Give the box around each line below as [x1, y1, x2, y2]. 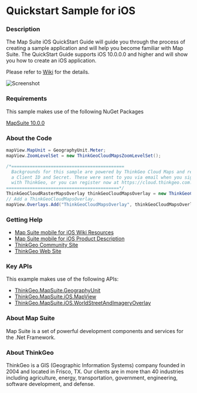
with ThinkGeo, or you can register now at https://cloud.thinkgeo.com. [11, 180, 193, 186]
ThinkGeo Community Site [14, 241, 79, 248]
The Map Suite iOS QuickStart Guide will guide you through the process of [6, 38, 186, 45]
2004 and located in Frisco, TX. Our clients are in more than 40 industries [6, 368, 184, 375]
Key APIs [6, 263, 32, 271]
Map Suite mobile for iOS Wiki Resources [14, 229, 114, 236]
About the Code [6, 134, 52, 142]
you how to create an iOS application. [6, 57, 97, 64]
